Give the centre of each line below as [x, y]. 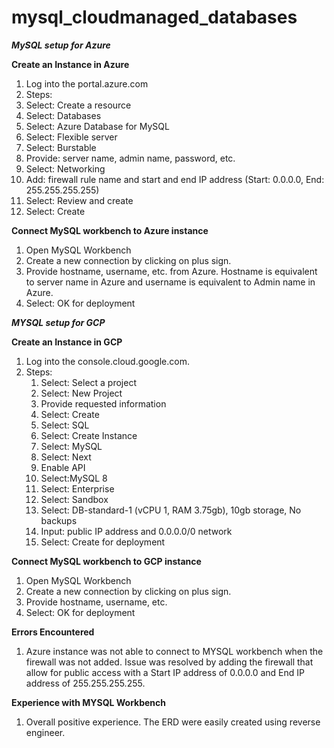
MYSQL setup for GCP [58, 322]
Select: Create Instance [89, 435]
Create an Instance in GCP [67, 342]
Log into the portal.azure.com [87, 83]
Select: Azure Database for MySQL [97, 126]
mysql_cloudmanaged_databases [154, 17]
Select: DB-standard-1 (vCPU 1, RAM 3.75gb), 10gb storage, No [171, 510]
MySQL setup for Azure [61, 45]
